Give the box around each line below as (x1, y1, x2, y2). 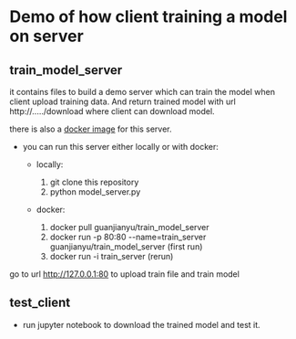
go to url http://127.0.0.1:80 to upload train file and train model (9, 269, 240, 280)
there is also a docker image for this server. (9, 123, 172, 134)
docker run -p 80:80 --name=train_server (49, 231, 207, 242)
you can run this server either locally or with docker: (22, 142, 219, 152)
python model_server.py (49, 186, 141, 197)
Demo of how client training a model (9, 6, 288, 27)
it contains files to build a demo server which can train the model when (9, 87, 276, 97)
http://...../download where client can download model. (9, 106, 216, 116)
